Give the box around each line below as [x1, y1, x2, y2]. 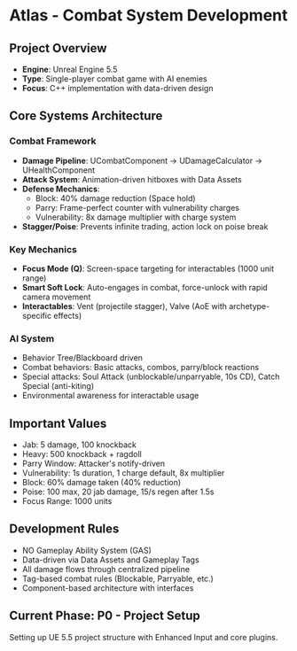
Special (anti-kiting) [21, 381, 95, 391]
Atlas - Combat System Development [9, 5, 288, 26]
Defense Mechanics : [21, 183, 100, 194]
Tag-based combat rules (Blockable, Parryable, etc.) [21, 573, 215, 584]
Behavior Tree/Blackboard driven [21, 353, 144, 363]
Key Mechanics [9, 243, 77, 255]
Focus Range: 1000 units [21, 496, 113, 507]
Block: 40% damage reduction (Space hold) [35, 192, 197, 204]
